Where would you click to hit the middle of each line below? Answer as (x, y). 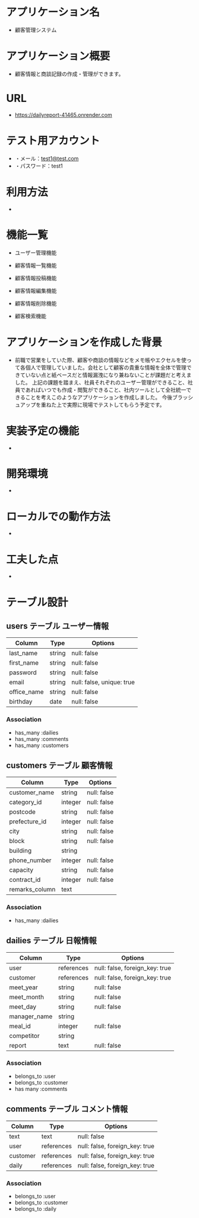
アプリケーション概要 (58, 56)
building (20, 851)
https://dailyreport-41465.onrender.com (63, 114)
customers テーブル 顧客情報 (59, 765)
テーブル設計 (37, 602)
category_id (26, 802)
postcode (22, 812)
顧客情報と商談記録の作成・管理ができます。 (69, 74)
